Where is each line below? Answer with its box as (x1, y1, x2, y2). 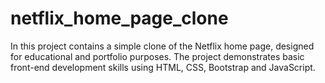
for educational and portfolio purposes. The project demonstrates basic (10, 50, 305, 62)
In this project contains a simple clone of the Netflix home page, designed (10, 40, 315, 52)
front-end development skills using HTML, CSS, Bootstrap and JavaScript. (10, 61, 316, 73)
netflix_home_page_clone (10, 7, 229, 30)
